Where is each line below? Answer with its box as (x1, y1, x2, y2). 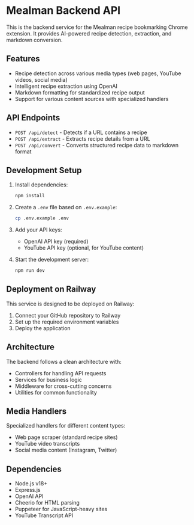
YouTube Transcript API (14, 512, 74, 519)
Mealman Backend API (6, 4, 121, 17)
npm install (14, 193, 45, 199)
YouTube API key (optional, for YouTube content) (23, 244, 144, 251)
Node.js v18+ (14, 480, 48, 487)
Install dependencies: (14, 181, 68, 188)
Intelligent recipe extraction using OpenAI (14, 82, 118, 90)
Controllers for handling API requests (14, 369, 107, 376)
